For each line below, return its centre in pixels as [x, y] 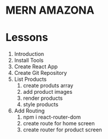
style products [41, 105]
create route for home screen [59, 124]
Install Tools [29, 61]
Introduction [29, 54]
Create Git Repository [41, 73]
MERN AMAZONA [50, 10]
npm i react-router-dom [52, 117]
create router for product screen [62, 130]
